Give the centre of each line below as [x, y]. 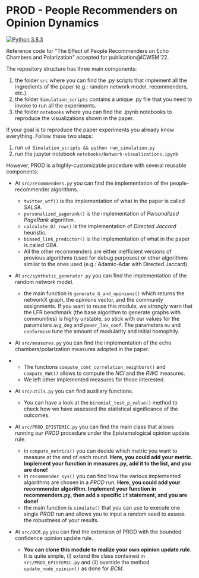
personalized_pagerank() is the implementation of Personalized [101, 213]
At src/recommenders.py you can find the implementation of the [91, 183]
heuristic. [35, 232]
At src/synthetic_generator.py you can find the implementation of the [101, 275]
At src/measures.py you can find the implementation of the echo [93, 343]
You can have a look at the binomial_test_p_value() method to [101, 402]
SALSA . [33, 207]
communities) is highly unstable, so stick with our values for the [102, 318]
